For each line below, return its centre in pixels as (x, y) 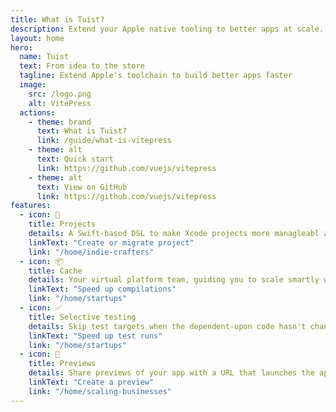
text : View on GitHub (82, 187)
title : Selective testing (82, 317)
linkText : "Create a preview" (91, 382)
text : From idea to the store (82, 66)
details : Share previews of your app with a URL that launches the (171, 373)
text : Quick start (75, 159)
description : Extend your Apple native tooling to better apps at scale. (167, 29)
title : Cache (55, 271)
